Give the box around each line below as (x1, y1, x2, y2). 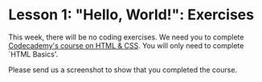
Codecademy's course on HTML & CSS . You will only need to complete (8, 40, 244, 50)
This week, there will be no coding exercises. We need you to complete (8, 32, 244, 42)
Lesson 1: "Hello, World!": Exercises (8, 6, 255, 24)
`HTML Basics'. (8, 49, 59, 59)
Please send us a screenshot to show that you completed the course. (8, 64, 238, 74)
